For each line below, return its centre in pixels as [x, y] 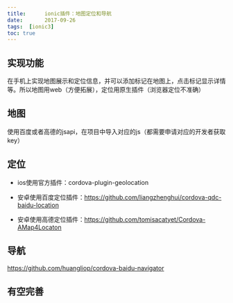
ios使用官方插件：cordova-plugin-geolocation [83, 182]
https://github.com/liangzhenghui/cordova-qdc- [153, 197]
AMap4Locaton [39, 227]
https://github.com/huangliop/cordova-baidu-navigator [86, 268]
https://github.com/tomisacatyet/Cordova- [145, 219]
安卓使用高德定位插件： [51, 219]
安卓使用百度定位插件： [51, 197]
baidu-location [38, 205]
